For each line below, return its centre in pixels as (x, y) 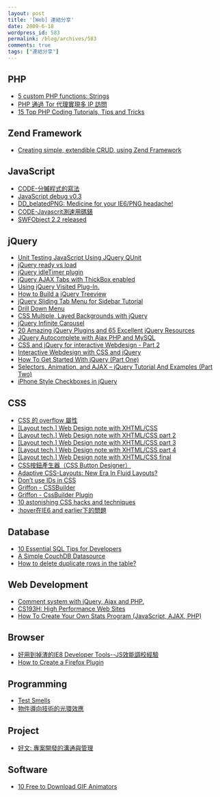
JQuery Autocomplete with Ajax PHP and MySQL (86, 338)
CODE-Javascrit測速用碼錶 (55, 212)
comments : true (29, 45)
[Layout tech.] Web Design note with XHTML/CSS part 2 (97, 435)
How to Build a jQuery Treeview (62, 294)
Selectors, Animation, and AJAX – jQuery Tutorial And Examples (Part (115, 367)
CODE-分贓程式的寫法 (49, 188)
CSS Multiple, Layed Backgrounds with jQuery (82, 316)
